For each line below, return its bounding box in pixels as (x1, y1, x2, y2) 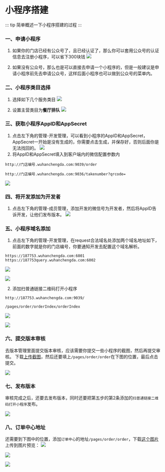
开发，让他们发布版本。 (16, 211, 65, 218)
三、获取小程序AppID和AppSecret (5, 120, 87, 127)
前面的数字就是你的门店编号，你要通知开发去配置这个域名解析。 (12, 244, 142, 250)
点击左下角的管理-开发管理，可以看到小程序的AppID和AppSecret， (12, 132, 148, 139)
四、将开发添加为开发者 (5, 193, 61, 200)
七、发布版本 (5, 382, 36, 389)
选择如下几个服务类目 (12, 96, 56, 102)
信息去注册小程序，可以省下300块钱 (12, 54, 86, 60)
